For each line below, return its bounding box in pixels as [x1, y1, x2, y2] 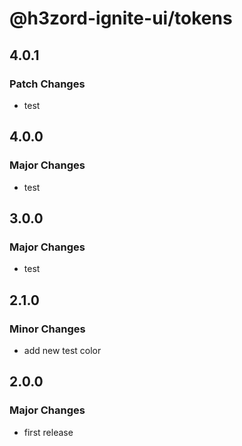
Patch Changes [9, 77, 86, 91]
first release [23, 426, 74, 438]
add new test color [23, 344, 102, 356]
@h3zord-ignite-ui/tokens [9, 7, 233, 30]
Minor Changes [9, 322, 86, 336]
